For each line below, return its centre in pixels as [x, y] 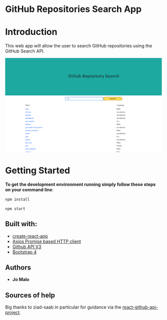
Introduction [31, 32]
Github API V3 [27, 246]
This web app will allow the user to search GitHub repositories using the [79, 46]
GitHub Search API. [25, 51]
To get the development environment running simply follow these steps [81, 184]
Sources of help [30, 295]
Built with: [21, 224]
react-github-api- [140, 307]
